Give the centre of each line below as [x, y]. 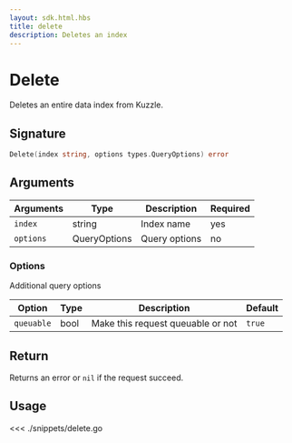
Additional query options [55, 286]
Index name [165, 224]
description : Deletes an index [68, 35]
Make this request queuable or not [164, 324]
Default [263, 308]
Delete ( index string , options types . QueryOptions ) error [119, 155]
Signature [38, 133]
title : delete [36, 26]
